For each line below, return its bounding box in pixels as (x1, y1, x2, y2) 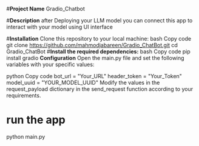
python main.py (6, 133, 46, 140)
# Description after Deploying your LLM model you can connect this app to (6, 17, 193, 24)
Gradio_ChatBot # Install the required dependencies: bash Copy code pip (6, 48, 191, 55)
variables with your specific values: (6, 61, 95, 68)
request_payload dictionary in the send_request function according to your (6, 85, 193, 93)
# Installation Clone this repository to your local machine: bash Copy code (6, 35, 192, 42)
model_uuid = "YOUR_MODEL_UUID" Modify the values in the (6, 79, 160, 86)
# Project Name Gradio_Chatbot (6, 5, 85, 12)
